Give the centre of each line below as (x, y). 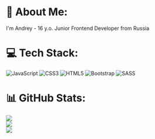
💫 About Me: (37, 12)
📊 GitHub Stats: (46, 98)
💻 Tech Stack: (42, 53)
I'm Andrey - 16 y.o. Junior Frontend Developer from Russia (78, 28)
